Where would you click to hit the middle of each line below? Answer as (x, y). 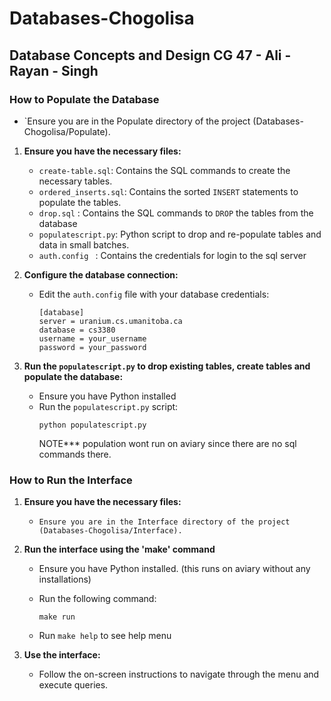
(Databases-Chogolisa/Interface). (110, 531)
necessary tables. (75, 181)
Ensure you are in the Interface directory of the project (164, 522)
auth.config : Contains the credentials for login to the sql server (172, 255)
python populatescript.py (92, 425)
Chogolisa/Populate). (67, 131)
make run (57, 617)
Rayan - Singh (54, 70)
